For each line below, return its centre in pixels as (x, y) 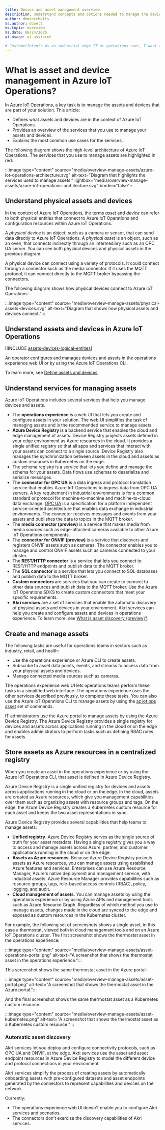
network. (14, 1089)
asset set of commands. (29, 706)
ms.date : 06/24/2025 (26, 32)
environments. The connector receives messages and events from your (84, 514)
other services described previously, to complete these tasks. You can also (81, 696)
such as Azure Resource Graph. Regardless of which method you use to (85, 904)
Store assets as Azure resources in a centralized (81, 752)
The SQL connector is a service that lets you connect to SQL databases (85, 571)
